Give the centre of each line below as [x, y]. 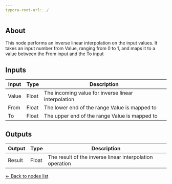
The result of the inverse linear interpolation [100, 157]
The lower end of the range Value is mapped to [100, 108]
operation [59, 164]
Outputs [19, 134]
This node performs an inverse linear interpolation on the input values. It [81, 43]
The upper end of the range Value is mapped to [101, 116]
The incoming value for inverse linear [88, 93]
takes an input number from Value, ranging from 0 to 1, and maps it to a [80, 49]
